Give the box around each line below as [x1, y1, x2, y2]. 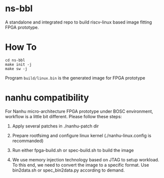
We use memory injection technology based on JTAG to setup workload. [12, 156, 160, 162]
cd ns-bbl [5, 57, 26, 63]
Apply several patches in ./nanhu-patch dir [12, 123, 99, 129]
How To [5, 42, 37, 53]
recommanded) [12, 138, 44, 144]
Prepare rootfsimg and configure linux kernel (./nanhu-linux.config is [12, 132, 152, 138]
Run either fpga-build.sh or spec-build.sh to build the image [12, 147, 134, 153]
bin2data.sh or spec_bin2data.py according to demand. [12, 167, 125, 173]
